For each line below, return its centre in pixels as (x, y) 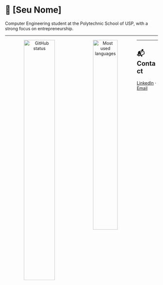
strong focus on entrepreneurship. (39, 28)
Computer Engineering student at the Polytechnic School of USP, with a (76, 23)
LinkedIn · (147, 83)
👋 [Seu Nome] (33, 10)
